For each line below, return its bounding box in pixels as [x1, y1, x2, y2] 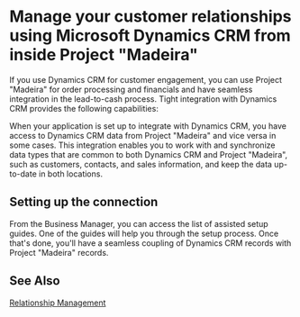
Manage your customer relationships [9, 6, 292, 27]
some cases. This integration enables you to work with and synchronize [9, 140, 276, 150]
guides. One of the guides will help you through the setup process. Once [9, 228, 279, 239]
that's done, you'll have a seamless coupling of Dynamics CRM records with [9, 237, 292, 249]
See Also [9, 273, 60, 289]
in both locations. [39, 168, 104, 179]
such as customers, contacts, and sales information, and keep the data [9, 158, 273, 169]
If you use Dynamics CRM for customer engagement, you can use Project [9, 74, 282, 85]
